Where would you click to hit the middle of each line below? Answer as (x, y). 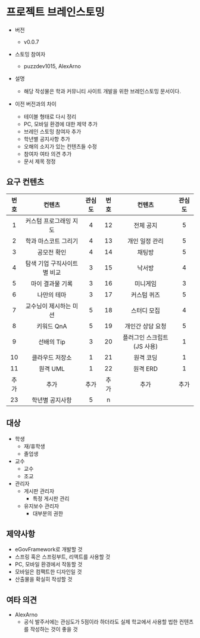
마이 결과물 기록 (52, 283)
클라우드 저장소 (52, 357)
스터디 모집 (146, 310)
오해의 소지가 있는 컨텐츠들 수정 (60, 146)
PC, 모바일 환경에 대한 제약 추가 (61, 124)
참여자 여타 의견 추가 (48, 154)
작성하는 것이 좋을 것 (54, 629)
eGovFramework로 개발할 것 (49, 550)
